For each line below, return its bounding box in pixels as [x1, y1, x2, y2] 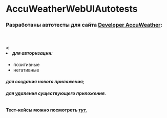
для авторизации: [12, 50, 53, 56]
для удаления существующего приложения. [6, 90, 107, 96]
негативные [13, 67, 39, 73]
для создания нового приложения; [6, 79, 85, 85]
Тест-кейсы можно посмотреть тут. [6, 107, 88, 113]
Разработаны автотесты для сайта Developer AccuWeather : [6, 21, 163, 29]
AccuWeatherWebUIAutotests [6, 3, 138, 15]
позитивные [13, 61, 40, 67]
